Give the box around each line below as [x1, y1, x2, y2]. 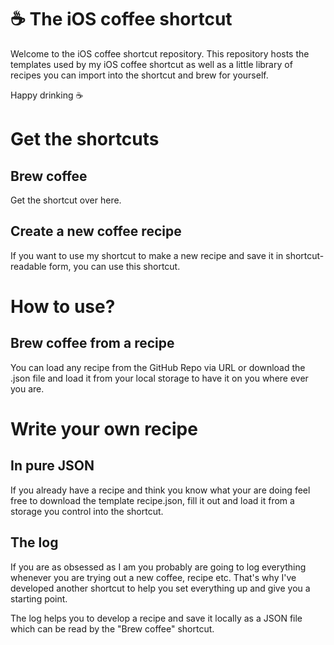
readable [10, 260, 47, 272]
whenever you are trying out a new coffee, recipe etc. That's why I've [10, 571, 297, 583]
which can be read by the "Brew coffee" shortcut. [10, 622, 215, 635]
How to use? [10, 295, 116, 318]
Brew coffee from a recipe [10, 335, 175, 352]
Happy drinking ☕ [10, 89, 84, 101]
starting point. [10, 592, 68, 605]
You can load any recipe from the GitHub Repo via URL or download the [10, 361, 306, 373]
